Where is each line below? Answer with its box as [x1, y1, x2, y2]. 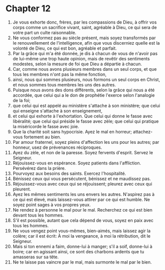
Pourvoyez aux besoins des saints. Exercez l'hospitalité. [12, 170, 126, 176]
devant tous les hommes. [12, 212, 64, 218]
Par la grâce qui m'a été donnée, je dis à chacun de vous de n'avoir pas [12, 50, 158, 56]
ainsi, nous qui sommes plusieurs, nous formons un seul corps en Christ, [12, 77, 160, 82]
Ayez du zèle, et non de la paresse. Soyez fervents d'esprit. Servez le [12, 149, 153, 155]
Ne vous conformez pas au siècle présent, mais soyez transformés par [12, 35, 156, 41]
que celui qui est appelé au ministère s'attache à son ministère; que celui [12, 103, 160, 108]
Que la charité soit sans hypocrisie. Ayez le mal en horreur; [12, 129, 132, 135]
